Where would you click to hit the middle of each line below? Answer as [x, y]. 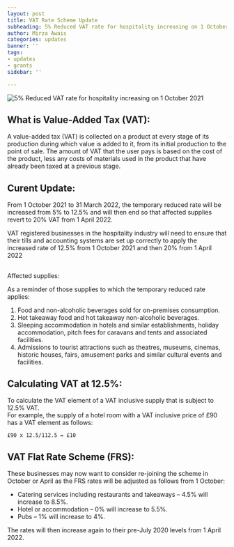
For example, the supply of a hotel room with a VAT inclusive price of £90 [112, 415]
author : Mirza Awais [37, 33]
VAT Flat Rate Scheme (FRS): [71, 457]
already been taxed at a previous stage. [64, 166]
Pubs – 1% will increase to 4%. [61, 517]
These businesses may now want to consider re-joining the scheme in [108, 474]
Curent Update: [41, 188]
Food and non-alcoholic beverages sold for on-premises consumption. [119, 310]
